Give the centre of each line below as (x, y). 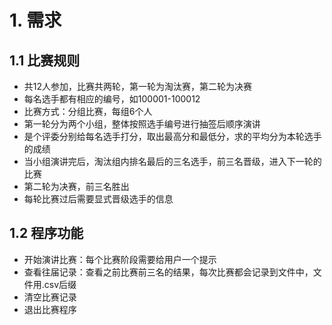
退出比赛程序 (50, 309)
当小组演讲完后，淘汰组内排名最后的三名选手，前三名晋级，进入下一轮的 (172, 161)
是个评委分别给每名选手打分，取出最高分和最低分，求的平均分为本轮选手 (172, 136)
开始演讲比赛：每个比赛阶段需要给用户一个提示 (120, 259)
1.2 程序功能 (46, 233)
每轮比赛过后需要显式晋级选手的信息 (98, 199)
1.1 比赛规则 (45, 60)
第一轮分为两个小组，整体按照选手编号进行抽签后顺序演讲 (142, 124)
